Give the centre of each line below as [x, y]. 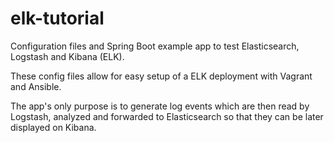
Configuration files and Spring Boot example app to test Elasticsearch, [155, 46]
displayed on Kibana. [53, 127]
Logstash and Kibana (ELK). [67, 56]
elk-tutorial [57, 18]
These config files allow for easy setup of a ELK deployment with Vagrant [161, 76]
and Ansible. [36, 86]
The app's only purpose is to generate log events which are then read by [160, 106]
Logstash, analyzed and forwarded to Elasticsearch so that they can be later [167, 116]
